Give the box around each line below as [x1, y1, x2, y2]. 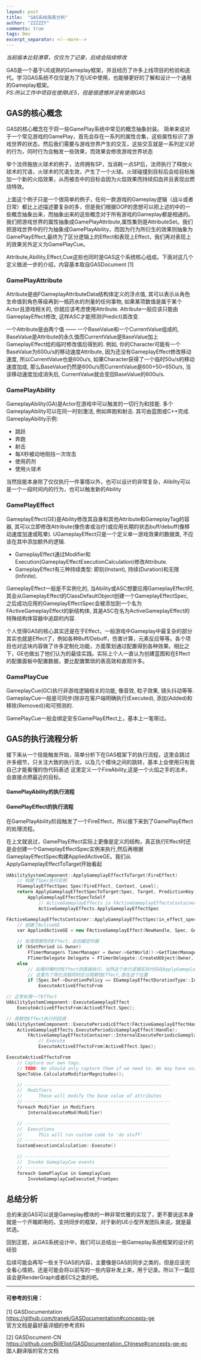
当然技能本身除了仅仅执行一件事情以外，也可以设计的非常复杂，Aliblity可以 [6, 478, 191, 485]
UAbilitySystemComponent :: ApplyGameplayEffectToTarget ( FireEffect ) [6, 872, 178, 878]
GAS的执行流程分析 [6, 734, 78, 744]
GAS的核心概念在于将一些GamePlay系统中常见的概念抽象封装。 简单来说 [6, 125, 185, 132]
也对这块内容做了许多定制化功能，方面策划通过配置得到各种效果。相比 [11, 642, 184, 649]
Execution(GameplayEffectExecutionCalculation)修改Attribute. [14, 558, 167, 565]
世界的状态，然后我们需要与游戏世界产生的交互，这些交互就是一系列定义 [11, 140, 190, 147]
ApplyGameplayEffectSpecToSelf [28, 894, 106, 900]
